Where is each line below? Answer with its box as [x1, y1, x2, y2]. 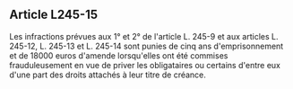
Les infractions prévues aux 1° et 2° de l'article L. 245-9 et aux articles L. [9, 31, 279, 41]
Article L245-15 [9, 7, 99, 22]
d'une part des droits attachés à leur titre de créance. [9, 69, 206, 80]
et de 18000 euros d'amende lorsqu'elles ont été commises [9, 49, 228, 61]
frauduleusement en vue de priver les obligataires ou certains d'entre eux [9, 59, 280, 70]
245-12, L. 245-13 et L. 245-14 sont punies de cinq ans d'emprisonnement [9, 40, 284, 51]
